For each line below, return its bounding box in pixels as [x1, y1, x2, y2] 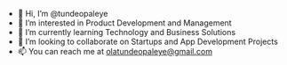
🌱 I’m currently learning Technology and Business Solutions [17, 27, 236, 37]
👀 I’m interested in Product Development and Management [17, 18, 233, 28]
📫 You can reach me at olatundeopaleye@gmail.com [17, 47, 213, 56]
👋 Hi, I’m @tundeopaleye [17, 9, 108, 18]
